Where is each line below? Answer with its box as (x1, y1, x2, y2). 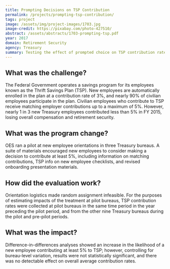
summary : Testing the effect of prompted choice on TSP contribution (5, 50, 155, 55)
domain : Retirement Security (5, 41, 67, 46)
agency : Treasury (5, 45, 42, 50)
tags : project (5, 17, 35, 22)
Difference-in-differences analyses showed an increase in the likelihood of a (5, 242, 164, 248)
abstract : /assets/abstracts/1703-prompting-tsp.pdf (5, 31, 119, 36)
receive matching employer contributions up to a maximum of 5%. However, (5, 103, 164, 109)
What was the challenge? (5, 68, 87, 77)
